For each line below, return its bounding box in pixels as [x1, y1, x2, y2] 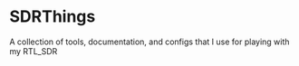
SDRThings [9, 6, 96, 27]
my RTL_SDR [9, 45, 58, 56]
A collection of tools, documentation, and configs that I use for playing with [9, 36, 290, 47]
